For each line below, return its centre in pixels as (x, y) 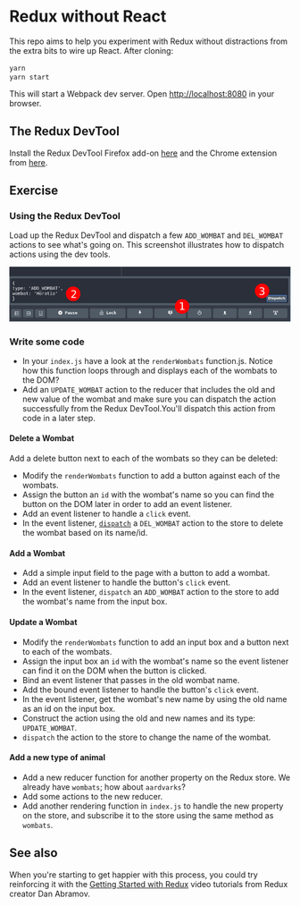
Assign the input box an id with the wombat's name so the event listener (155, 661)
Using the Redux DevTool (65, 216)
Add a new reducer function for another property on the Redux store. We (156, 777)
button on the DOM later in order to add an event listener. (127, 504)
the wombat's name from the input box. (95, 602)
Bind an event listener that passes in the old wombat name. (131, 680)
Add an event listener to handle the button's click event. (126, 582)
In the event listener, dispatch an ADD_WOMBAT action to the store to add (150, 592)
